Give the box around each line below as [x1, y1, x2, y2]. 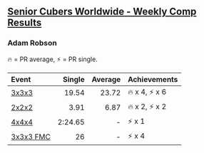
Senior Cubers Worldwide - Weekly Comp [7, 6, 197, 18]
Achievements [127, 74, 178, 84]
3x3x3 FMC [11, 132, 51, 142]
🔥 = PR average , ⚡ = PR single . [7, 55, 98, 63]
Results [7, 17, 42, 29]
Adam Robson [7, 38, 57, 48]
